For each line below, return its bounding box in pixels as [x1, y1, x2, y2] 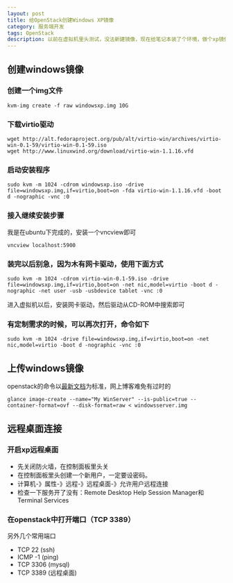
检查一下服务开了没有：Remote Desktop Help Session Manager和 [17, 488, 205, 496]
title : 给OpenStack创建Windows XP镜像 [7, 17, 114, 24]
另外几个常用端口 [7, 532, 56, 540]
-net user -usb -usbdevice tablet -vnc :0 [37, 287, 163, 294]
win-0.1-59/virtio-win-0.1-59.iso [7, 142, 107, 149]
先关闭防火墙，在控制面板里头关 [17, 462, 109, 471]
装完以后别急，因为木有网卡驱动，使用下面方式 [7, 259, 164, 269]
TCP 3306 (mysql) [17, 560, 70, 569]
